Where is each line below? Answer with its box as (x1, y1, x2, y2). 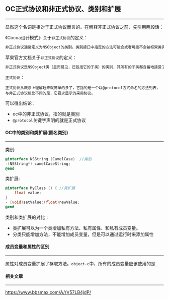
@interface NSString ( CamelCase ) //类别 (5, 156, 92, 161)
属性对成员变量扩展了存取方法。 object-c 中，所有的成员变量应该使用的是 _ (5, 260, 158, 266)
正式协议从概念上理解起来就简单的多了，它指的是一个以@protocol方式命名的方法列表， (5, 85, 160, 90)
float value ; (14, 191, 42, 196)
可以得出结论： (5, 100, 36, 106)
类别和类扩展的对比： (5, 214, 49, 220)
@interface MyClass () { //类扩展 (5, 186, 75, 191)
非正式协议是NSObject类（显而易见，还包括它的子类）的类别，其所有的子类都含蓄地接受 (5, 65, 162, 70)
